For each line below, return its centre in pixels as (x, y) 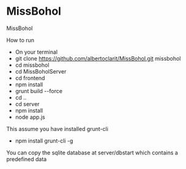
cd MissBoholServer (41, 71)
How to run (20, 40)
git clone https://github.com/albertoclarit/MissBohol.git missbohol (98, 58)
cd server (27, 104)
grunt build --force (39, 91)
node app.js (30, 117)
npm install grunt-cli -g (44, 141)
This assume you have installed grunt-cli (58, 129)
